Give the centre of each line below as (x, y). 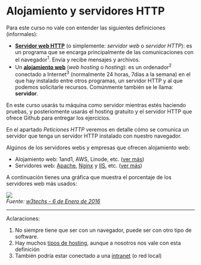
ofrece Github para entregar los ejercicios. (58, 118)
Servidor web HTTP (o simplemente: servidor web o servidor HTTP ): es (103, 46)
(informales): (22, 34)
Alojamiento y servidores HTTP (86, 11)
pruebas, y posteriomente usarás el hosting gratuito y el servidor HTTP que (99, 111)
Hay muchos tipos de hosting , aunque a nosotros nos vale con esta (98, 243)
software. (27, 236)
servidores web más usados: (42, 183)
